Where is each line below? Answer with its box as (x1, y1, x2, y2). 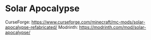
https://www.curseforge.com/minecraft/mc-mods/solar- (31, 19, 146, 25)
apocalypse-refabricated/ (5, 24, 58, 30)
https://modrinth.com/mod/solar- (78, 24, 147, 30)
